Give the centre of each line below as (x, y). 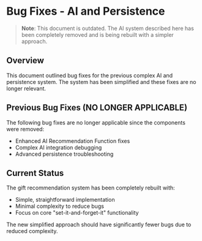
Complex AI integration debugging (58, 147)
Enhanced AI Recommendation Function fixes (73, 141)
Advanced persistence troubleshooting (64, 154)
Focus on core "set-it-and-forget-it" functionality (77, 213)
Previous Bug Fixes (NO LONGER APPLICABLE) (97, 108)
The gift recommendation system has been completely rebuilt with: (91, 188)
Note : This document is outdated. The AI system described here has (107, 28)
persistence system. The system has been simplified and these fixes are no (101, 82)
